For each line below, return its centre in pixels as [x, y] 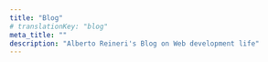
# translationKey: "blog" [59, 26]
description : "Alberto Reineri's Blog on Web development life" [134, 43]
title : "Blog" [37, 18]
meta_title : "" [38, 35]
